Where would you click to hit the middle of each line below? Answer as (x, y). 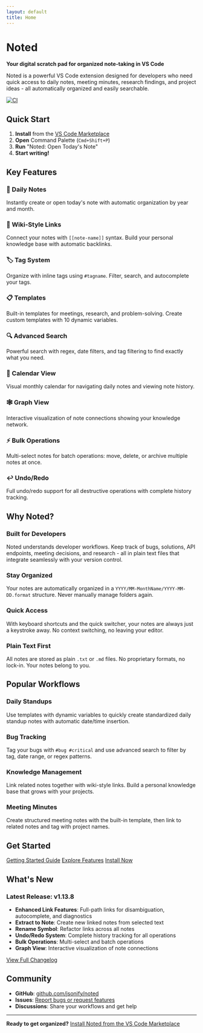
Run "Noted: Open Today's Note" (56, 147)
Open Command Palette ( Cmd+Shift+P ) (63, 140)
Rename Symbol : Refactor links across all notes (75, 928)
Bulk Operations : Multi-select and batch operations (79, 941)
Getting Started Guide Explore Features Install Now (69, 860)
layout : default (27, 12)
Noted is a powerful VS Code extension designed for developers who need (99, 76)
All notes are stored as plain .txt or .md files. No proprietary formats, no (96, 658)
